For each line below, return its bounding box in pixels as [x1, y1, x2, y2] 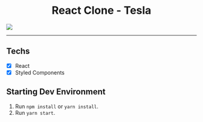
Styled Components [14, 69, 65, 76]
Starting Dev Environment [6, 87, 106, 97]
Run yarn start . [14, 109, 56, 116]
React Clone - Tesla [51, 4, 152, 17]
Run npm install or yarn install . [14, 103, 98, 110]
